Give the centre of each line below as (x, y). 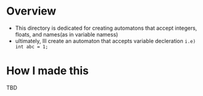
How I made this (48, 71)
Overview (31, 11)
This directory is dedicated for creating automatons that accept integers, (106, 28)
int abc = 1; (32, 47)
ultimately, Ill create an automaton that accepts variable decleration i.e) (105, 41)
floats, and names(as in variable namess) (67, 34)
